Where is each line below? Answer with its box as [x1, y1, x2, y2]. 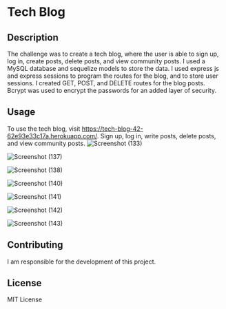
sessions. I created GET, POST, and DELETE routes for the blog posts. [7, 79, 205, 87]
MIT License [7, 295, 43, 303]
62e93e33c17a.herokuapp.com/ [7, 131, 98, 140]
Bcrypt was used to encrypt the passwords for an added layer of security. [7, 87, 217, 94]
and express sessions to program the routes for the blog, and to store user [7, 72, 218, 80]
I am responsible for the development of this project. [7, 257, 156, 266]
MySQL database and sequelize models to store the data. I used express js [7, 65, 219, 72]
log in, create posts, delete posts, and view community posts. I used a [7, 57, 205, 65]
